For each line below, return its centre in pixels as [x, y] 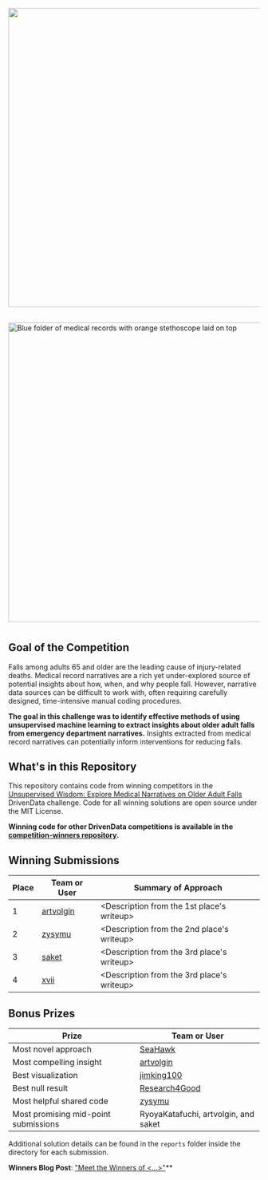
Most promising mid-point [61, 1115]
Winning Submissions [64, 860]
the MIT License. [36, 811]
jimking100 [161, 1075]
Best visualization [45, 1075]
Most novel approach [52, 1049]
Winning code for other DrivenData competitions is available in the [121, 827]
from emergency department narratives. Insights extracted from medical [130, 733]
